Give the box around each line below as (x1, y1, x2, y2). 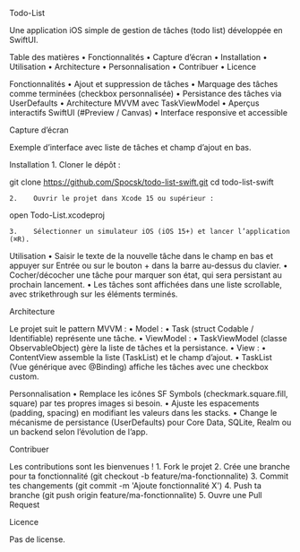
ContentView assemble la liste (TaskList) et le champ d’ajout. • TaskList (9, 352, 272, 362)
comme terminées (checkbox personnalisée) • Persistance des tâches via (9, 89, 282, 99)
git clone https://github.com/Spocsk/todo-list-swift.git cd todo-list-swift (9, 177, 275, 187)
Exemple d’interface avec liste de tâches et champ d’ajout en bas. (9, 142, 252, 152)
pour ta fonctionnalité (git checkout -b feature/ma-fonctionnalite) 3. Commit (9, 470, 289, 481)
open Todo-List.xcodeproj (9, 210, 106, 220)
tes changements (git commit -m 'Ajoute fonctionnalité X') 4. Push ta (9, 480, 262, 491)
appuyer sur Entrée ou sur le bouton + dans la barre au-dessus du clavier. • (9, 260, 288, 271)
